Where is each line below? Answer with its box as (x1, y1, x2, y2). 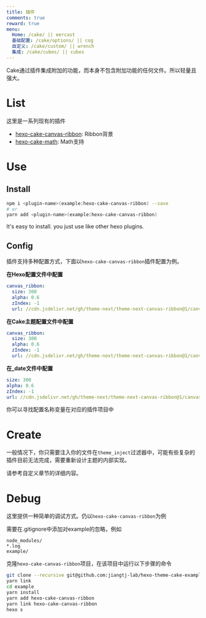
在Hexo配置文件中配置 (6, 271, 63, 278)
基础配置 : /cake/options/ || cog (12, 37, 94, 44)
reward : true (6, 20, 40, 26)
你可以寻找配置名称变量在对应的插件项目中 (6, 406, 114, 413)
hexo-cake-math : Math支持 (15, 137, 85, 145)
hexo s (6, 606, 23, 612)
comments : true (6, 15, 45, 21)
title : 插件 (6, 9, 35, 15)
